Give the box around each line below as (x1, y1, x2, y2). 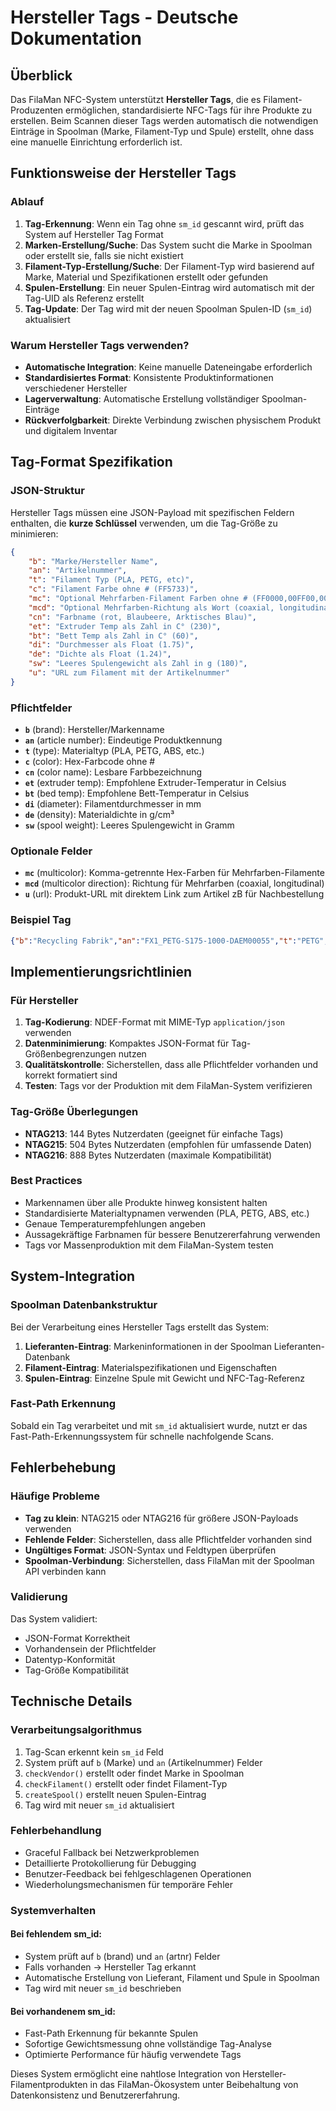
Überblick (10, 67, 73, 84)
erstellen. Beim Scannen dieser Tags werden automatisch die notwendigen (10, 115, 319, 126)
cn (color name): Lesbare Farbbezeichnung (24, 766, 203, 778)
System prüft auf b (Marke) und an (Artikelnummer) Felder (24, 1756, 263, 1768)
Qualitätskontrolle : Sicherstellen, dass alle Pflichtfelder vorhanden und (24, 1059, 319, 1071)
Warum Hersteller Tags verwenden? (10, 338, 190, 352)
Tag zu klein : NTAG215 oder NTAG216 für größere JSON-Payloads (24, 1512, 299, 1524)
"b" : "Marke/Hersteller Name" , (28, 556, 159, 566)
